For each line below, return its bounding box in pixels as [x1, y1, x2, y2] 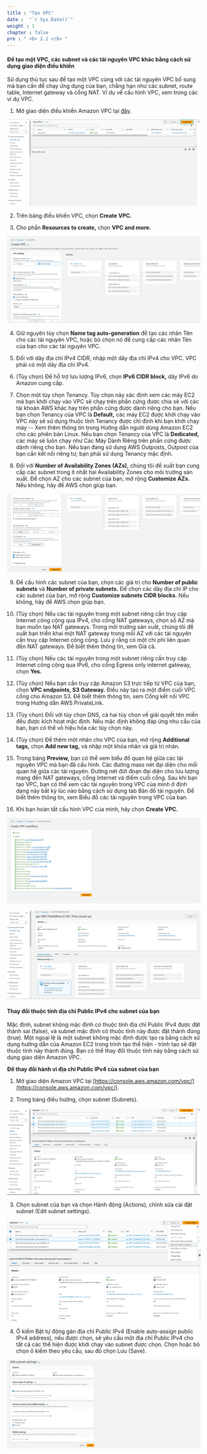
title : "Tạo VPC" [7, 10, 54, 16]
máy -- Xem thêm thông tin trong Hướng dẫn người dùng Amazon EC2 [15, 424, 193, 431]
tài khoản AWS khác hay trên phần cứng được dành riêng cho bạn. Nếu [15, 404, 196, 412]
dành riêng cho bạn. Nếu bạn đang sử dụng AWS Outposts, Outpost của [15, 443, 199, 451]
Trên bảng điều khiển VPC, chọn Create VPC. [15, 212, 132, 219]
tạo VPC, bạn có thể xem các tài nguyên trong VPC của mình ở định [15, 780, 188, 788]
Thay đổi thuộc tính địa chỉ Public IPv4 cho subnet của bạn [7, 1007, 160, 1015]
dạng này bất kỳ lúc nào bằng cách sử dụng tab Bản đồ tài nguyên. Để [15, 787, 195, 794]
